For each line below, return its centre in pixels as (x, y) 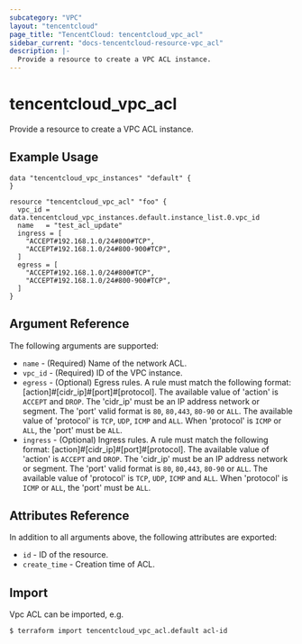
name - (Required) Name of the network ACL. (105, 363)
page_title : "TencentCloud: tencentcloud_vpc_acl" (106, 34)
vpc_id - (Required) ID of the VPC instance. (102, 372)
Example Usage (54, 157)
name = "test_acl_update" (70, 225)
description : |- (40, 51)
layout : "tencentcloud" (54, 26)
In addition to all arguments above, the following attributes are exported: (143, 538)
